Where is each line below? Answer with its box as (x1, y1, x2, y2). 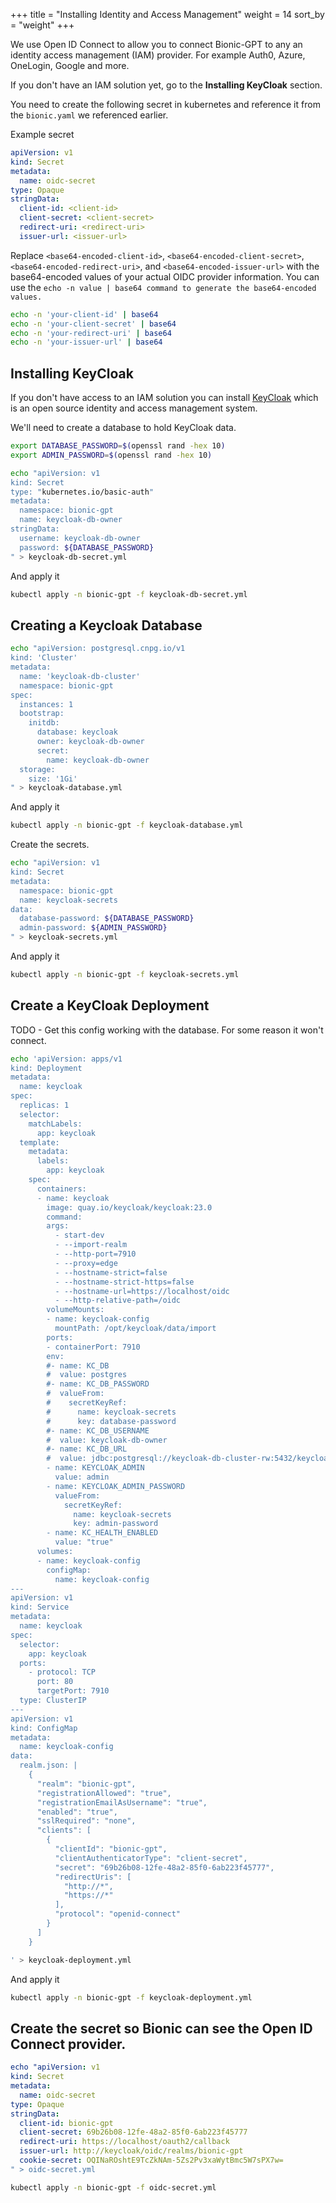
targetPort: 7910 (36, 1686, 110, 1696)
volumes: (36, 1547, 74, 1557)
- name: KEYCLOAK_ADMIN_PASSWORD (46, 1481, 186, 1491)
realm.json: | (19, 1760, 78, 1771)
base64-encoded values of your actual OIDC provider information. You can (10, 270, 320, 283)
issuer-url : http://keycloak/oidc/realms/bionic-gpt (19, 2146, 244, 2156)
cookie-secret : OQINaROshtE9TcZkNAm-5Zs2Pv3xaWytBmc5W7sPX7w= (19, 2155, 284, 2165)
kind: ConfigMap (10, 1723, 78, 1733)
